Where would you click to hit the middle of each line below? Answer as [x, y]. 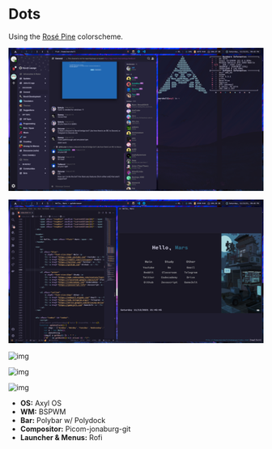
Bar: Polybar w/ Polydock [63, 420]
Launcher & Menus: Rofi [61, 437]
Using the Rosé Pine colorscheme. [66, 36]
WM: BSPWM [43, 411]
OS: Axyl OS [41, 403]
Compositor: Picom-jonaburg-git [75, 429]
